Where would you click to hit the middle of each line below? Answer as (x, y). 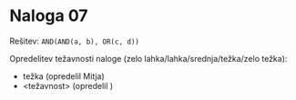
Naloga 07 (49, 16)
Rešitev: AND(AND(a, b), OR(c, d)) (74, 41)
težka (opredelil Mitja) (63, 76)
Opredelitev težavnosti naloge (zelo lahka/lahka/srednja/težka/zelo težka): (148, 58)
